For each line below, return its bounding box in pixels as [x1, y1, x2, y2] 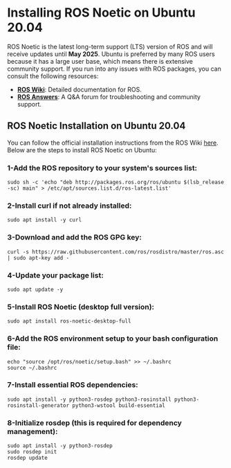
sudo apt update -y [7, 286, 64, 293]
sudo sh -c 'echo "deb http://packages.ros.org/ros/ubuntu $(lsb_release [7, 179, 225, 186]
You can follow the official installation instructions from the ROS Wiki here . [7, 138, 219, 147]
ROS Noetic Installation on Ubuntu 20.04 [7, 120, 186, 132]
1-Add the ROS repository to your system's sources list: [7, 163, 198, 172]
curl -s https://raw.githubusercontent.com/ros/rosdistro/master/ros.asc [7, 248, 225, 255]
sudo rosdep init [7, 449, 57, 456]
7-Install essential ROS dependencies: [7, 380, 138, 390]
